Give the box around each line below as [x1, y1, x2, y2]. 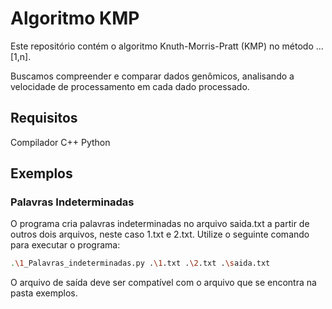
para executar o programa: [10, 239, 121, 251]
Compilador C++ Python [10, 136, 111, 148]
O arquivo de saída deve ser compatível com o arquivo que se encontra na [10, 277, 317, 289]
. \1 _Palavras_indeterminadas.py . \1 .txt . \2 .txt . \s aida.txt [10, 258, 271, 269]
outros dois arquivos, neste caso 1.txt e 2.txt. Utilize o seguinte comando [10, 228, 310, 241]
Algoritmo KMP [10, 7, 140, 30]
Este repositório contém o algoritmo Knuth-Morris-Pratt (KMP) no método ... [10, 40, 324, 52]
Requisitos [10, 110, 78, 127]
